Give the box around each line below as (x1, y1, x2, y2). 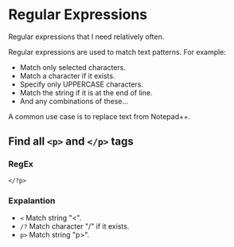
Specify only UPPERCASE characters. (19, 79, 144, 89)
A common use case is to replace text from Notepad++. (8, 111, 191, 121)
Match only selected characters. (19, 62, 126, 72)
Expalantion (8, 195, 56, 206)
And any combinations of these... (19, 96, 129, 106)
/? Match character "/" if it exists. (19, 221, 130, 231)
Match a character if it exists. (19, 71, 115, 80)
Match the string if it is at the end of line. (19, 87, 153, 97)
